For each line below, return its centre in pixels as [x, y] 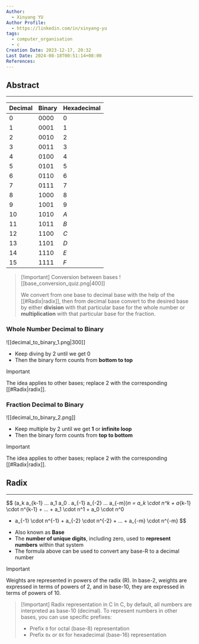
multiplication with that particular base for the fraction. [88, 314]
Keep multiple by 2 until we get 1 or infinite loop [73, 429]
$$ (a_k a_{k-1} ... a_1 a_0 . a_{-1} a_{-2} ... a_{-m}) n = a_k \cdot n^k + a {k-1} [99, 503]
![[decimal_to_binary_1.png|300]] [46, 342]
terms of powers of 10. [33, 592]
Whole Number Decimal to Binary [55, 329]
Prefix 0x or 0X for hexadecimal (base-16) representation [98, 635]
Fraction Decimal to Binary [45, 405]
